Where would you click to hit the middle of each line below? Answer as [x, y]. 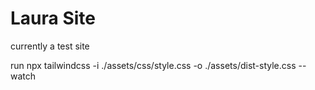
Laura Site [53, 18]
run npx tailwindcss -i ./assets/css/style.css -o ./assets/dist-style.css [153, 65]
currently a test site [50, 46]
